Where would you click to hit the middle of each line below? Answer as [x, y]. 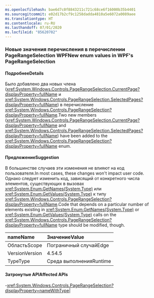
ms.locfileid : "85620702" [31, 32]
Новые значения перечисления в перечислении [65, 49]
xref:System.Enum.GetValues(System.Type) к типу [56, 194]
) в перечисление [76, 105]
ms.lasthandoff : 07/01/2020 [34, 28]
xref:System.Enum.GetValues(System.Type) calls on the [61, 215]
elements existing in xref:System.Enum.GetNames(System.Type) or [72, 210]
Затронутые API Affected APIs [36, 274]
